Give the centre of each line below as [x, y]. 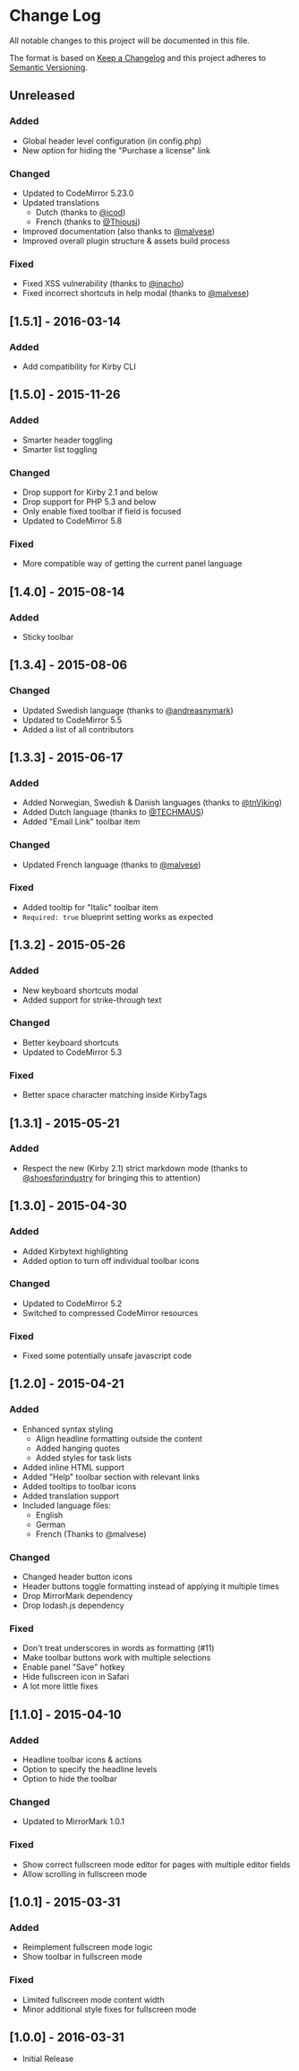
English [49, 1514]
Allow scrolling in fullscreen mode [85, 1874]
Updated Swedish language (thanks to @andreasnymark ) [128, 710]
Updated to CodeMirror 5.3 [72, 1052]
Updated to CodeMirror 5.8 [72, 521]
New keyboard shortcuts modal [80, 990]
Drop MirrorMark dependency [77, 1596]
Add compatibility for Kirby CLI [79, 366]
